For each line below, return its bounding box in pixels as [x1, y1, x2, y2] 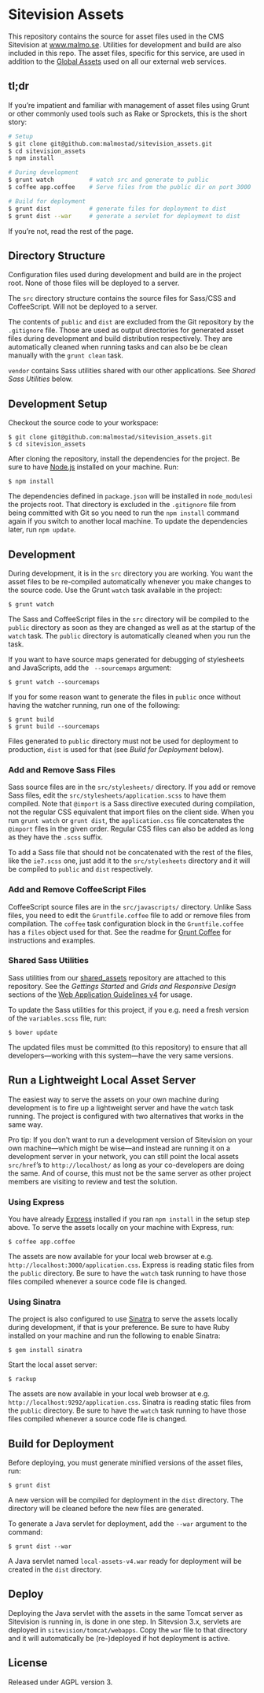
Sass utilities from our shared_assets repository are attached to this [8, 972, 226, 982]
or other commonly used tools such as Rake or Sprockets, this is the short [8, 109, 247, 118]
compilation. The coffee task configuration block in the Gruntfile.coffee [8, 919, 244, 928]
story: [8, 117, 27, 127]
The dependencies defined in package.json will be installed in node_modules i [8, 491, 253, 501]
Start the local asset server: [8, 1360, 97, 1369]
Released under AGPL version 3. [8, 1677, 113, 1687]
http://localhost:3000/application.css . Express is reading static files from [8, 1260, 255, 1269]
